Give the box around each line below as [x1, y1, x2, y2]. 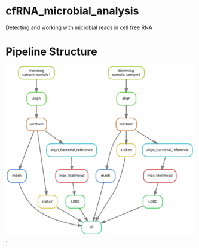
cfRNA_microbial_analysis [5, 4, 139, 18]
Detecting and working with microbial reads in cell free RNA [5, 24, 153, 31]
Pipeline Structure [5, 45, 97, 59]
